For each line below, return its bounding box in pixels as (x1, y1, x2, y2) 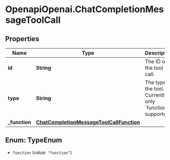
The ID (145, 58, 161, 65)
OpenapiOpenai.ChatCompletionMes (5, 4, 164, 15)
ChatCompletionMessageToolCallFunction (36, 119, 140, 126)
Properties (5, 34, 39, 43)
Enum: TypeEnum (5, 136, 62, 145)
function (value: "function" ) (12, 149, 72, 155)
